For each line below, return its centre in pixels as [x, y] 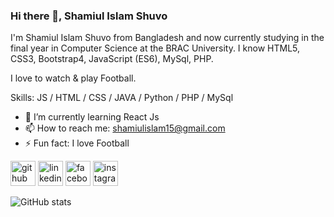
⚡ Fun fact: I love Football [77, 143]
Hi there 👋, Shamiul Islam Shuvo [89, 16]
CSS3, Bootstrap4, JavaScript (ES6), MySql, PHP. [112, 59]
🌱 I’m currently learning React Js [92, 117]
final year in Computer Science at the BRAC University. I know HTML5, [155, 48]
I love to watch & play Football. [73, 78]
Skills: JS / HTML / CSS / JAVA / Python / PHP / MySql [122, 98]
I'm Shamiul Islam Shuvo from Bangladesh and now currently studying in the [167, 38]
